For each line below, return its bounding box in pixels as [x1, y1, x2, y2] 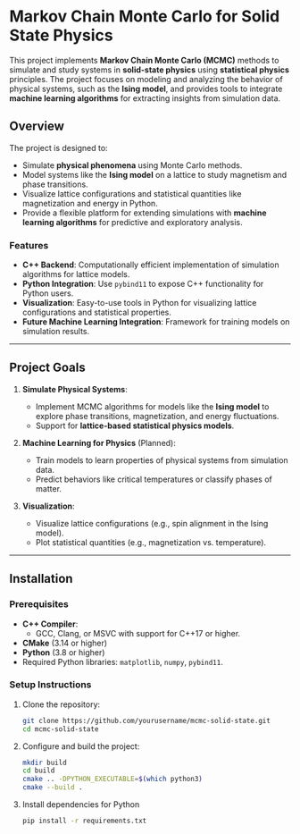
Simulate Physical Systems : [21, 383, 128, 394]
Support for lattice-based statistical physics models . [35, 420, 235, 431]
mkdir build [21, 758, 67, 767]
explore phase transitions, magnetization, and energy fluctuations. [35, 410, 279, 421]
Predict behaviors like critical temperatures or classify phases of [35, 474, 272, 484]
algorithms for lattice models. [21, 269, 130, 280]
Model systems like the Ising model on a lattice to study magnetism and [21, 169, 287, 180]
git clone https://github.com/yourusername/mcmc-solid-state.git [21, 716, 271, 725]
